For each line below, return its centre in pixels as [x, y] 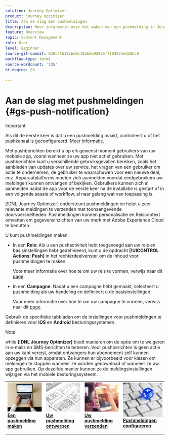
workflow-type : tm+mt [28, 59]
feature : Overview [25, 32]
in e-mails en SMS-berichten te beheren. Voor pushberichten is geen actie [83, 348]
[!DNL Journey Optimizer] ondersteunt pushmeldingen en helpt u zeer [78, 204]
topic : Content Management [34, 38]
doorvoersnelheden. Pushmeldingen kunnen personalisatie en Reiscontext [83, 215]
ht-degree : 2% [20, 70]
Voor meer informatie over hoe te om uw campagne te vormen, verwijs [86, 302]
